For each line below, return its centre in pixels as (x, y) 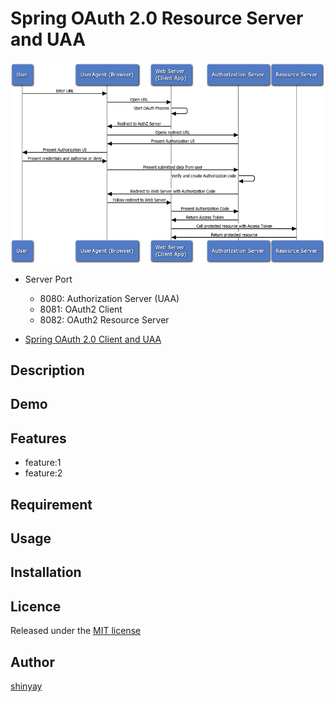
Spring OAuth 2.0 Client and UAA (93, 339)
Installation (46, 572)
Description (47, 370)
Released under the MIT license (76, 631)
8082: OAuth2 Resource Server (104, 319)
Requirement (51, 504)
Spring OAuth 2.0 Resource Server (157, 18)
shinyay (26, 686)
